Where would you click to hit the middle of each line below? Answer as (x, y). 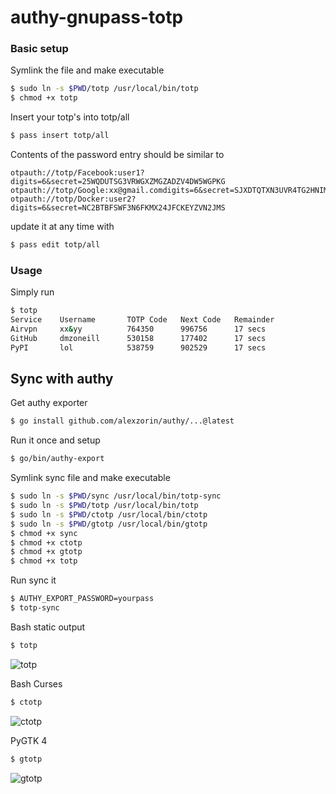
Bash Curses (36, 683)
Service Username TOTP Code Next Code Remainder (142, 320)
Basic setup (39, 49)
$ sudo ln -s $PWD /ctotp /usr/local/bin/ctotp (109, 514)
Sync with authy (62, 379)
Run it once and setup (55, 440)
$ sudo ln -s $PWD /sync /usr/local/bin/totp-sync (116, 496)
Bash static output (48, 627)
